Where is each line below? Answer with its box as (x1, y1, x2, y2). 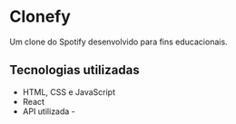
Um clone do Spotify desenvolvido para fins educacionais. (9, 36, 229, 47)
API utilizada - (22, 106, 75, 117)
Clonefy (9, 6, 71, 27)
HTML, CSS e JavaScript (22, 86, 116, 97)
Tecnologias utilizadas (9, 62, 140, 78)
